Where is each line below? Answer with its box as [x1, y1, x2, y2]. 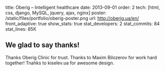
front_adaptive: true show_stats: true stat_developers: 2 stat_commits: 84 [5, 20, 160, 27]
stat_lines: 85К [5, 26, 37, 32]
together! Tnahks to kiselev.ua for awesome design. [5, 60, 114, 66]
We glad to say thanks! [5, 41, 80, 50]
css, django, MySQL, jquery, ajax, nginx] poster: [5, 10, 107, 16]
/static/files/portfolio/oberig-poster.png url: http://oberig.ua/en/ [5, 15, 139, 21]
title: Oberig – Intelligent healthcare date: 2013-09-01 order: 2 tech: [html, [5, 5, 160, 10]
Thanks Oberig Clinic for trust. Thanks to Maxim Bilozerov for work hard [5, 54, 157, 60]
